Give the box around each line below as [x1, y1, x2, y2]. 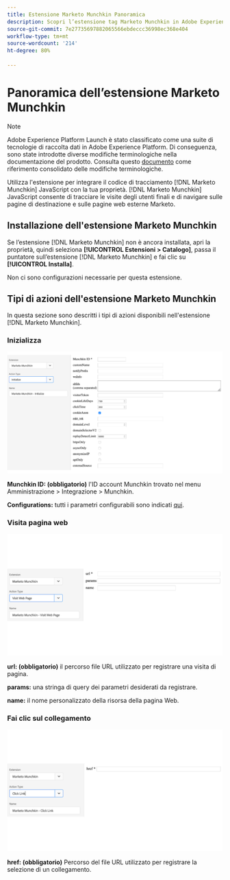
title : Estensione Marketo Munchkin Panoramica [7, 11, 146, 18]
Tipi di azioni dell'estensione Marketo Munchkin [7, 293, 217, 305]
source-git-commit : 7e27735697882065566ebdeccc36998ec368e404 [7, 25, 188, 32]
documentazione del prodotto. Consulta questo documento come [7, 157, 192, 165]
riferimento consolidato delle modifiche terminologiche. [7, 165, 164, 173]
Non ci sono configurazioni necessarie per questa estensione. [7, 273, 183, 281]
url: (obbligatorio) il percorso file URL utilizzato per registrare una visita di [7, 662, 216, 671]
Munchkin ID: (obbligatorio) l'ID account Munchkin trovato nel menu [7, 480, 201, 489]
